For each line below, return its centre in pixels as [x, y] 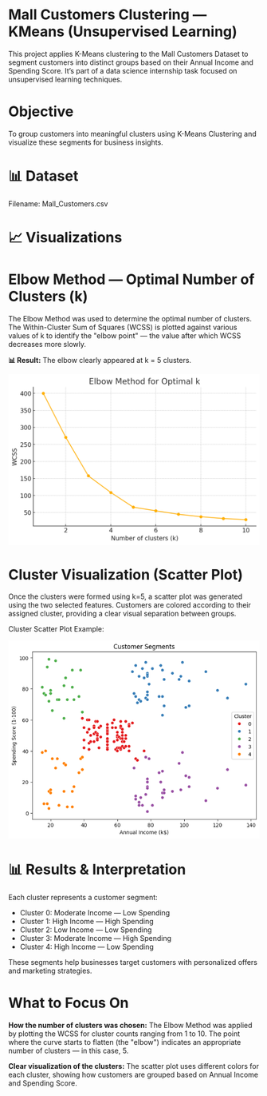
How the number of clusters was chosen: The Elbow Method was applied [130, 1025]
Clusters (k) [48, 297]
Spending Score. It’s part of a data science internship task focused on [123, 70]
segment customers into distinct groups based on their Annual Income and [131, 62]
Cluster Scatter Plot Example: [57, 629]
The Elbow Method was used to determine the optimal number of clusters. [130, 318]
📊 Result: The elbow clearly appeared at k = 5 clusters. [100, 360]
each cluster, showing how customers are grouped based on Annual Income [133, 1074]
